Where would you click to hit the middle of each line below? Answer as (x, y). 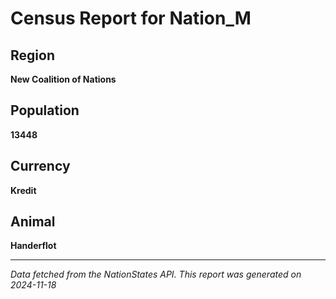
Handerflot (33, 246)
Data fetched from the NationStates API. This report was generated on (156, 274)
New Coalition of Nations (63, 79)
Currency (40, 166)
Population (45, 110)
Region (32, 55)
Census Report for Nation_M (131, 18)
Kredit (23, 190)
